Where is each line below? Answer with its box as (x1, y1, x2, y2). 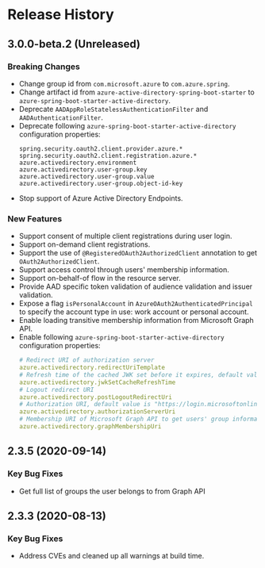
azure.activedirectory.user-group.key (18, 165, 148, 174)
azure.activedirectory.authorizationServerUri (18, 408, 176, 416)
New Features (7, 213, 63, 224)
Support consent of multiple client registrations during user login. (18, 232, 232, 241)
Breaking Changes (7, 61, 81, 72)
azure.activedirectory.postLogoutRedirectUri (18, 393, 172, 401)
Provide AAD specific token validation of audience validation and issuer (18, 282, 253, 291)
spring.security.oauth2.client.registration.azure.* (18, 152, 198, 159)
